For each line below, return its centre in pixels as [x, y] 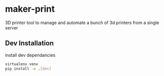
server [12, 27]
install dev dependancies [30, 55]
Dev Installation [29, 43]
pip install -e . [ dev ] [28, 69]
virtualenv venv [22, 64]
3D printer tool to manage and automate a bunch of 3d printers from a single [82, 23]
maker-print [30, 9]
